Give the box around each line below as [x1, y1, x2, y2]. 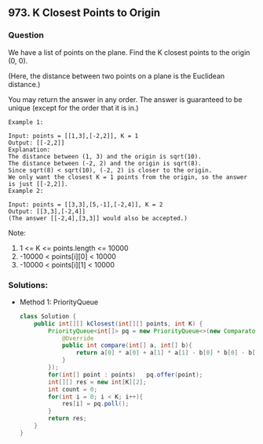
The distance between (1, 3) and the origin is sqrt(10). [8, 152, 202, 160]
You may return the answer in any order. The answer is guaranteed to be [8, 94, 243, 104]
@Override [61, 334, 94, 342]
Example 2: [8, 187, 44, 195]
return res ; [48, 415, 87, 423]
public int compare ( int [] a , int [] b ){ [61, 341, 192, 350]
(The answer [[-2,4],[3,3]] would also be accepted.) [8, 214, 188, 222]
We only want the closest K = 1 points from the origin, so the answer [8, 173, 247, 181]
